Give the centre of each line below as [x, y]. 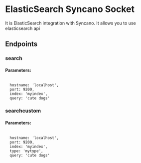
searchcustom [23, 111]
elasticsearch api [23, 28]
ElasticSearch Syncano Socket [70, 9]
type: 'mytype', [26, 151]
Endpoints [21, 44]
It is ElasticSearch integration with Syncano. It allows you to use [70, 23]
